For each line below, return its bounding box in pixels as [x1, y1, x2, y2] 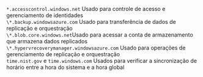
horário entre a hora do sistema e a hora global [6, 64, 125, 71]
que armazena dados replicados [6, 38, 87, 45]
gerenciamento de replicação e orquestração [6, 51, 120, 57]
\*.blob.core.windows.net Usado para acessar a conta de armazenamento [6, 31, 194, 38]
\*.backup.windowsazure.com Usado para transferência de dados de [6, 18, 176, 25]
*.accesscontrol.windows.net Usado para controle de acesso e [6, 5, 166, 12]
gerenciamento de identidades [6, 12, 84, 19]
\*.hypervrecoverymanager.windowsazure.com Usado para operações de [6, 44, 186, 51]
